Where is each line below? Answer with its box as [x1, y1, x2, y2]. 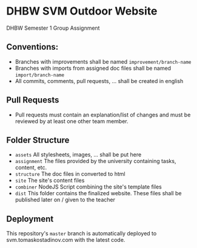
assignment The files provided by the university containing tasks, [15, 158, 176, 165]
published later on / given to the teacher [15, 196, 115, 204]
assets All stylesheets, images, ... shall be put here [15, 151, 142, 158]
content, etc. [15, 164, 47, 171]
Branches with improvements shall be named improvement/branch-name [15, 58, 192, 65]
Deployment [6, 213, 54, 224]
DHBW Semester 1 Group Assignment [6, 24, 100, 32]
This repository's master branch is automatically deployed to [6, 230, 157, 237]
